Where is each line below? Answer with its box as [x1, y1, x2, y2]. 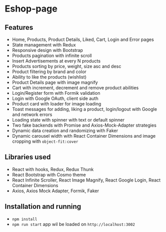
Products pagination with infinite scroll [12, 52, 92, 59]
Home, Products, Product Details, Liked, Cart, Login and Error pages [12, 36, 154, 42]
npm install [12, 216, 37, 222]
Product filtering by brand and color [12, 69, 87, 75]
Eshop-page [5, 3, 58, 15]
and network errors [12, 111, 52, 118]
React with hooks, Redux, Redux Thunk [12, 166, 94, 172]
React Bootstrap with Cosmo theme [12, 171, 86, 178]
